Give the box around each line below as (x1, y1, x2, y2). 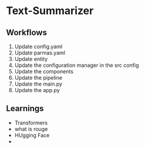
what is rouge (14, 125, 48, 133)
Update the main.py (14, 80, 63, 87)
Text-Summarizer (6, 4, 94, 18)
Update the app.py (14, 87, 60, 93)
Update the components (14, 68, 73, 74)
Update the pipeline (14, 74, 63, 81)
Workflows (6, 28, 47, 38)
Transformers (14, 119, 48, 126)
